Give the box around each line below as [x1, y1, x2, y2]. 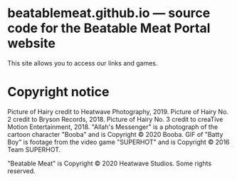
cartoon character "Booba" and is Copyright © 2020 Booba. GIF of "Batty [7, 130, 223, 138]
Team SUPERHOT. [7, 145, 61, 154]
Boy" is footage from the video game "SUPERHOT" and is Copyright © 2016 [7, 138, 230, 146]
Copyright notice [7, 84, 110, 100]
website [7, 36, 56, 51]
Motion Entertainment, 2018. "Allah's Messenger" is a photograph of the [7, 123, 218, 131]
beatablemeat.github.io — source [7, 5, 211, 21]
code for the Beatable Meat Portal [7, 20, 211, 36]
